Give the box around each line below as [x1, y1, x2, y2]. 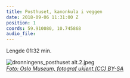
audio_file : [6, 31, 36, 37]
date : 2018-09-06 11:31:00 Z [6, 14, 79, 20]
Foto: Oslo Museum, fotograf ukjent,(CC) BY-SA [6, 65, 124, 72]
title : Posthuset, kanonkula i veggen [6, 8, 103, 15]
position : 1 [6, 20, 36, 26]
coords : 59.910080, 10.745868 [6, 25, 82, 32]
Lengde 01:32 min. [6, 47, 52, 54]
